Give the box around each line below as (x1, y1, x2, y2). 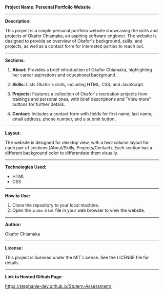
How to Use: (5, 193, 31, 199)
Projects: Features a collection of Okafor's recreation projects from (12, 91, 148, 97)
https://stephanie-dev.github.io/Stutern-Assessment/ (5, 283, 112, 289)
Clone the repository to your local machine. (12, 203, 99, 208)
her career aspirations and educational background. (12, 72, 117, 78)
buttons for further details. (12, 101, 65, 107)
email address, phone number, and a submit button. (12, 116, 116, 122)
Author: (5, 222, 21, 227)
